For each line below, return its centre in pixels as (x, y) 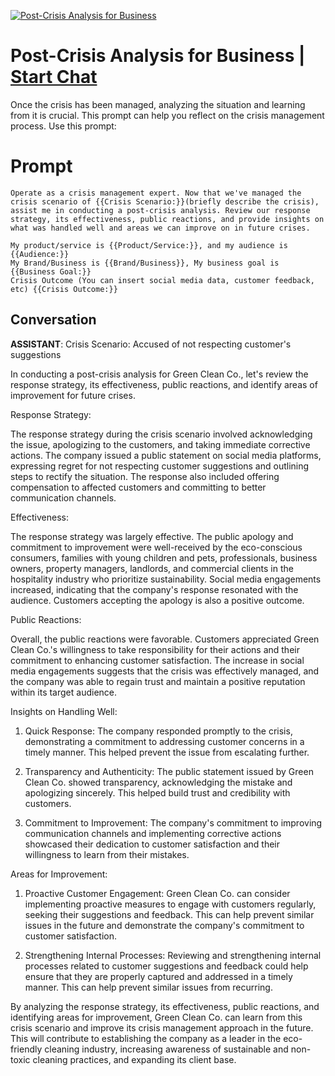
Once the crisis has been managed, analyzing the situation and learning (158, 104)
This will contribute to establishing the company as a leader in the (146, 1038)
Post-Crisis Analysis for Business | (158, 56)
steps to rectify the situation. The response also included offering (145, 476)
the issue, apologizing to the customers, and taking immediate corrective (160, 444)
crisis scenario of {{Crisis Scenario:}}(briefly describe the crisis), (165, 201)
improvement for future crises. (73, 395)
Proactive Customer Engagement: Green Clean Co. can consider (157, 893)
